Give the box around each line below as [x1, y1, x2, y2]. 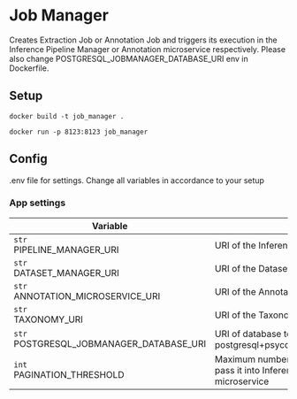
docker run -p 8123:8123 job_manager [9, 127, 148, 136]
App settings [9, 196, 66, 209]
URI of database [215, 327, 282, 340]
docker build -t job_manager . [9, 111, 125, 120]
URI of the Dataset [215, 262, 291, 274]
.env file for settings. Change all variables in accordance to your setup [9, 174, 265, 186]
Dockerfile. [9, 63, 49, 73]
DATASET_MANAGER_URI [13, 266, 119, 279]
